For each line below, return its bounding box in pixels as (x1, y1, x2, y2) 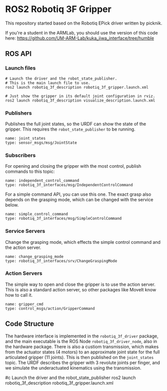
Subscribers (5, 152, 36, 159)
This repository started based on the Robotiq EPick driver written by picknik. (5, 20, 162, 26)
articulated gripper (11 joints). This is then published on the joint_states (5, 354, 154, 360)
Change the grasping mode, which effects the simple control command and (5, 239, 161, 245)
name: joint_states (5, 136, 46, 141)
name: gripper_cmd (5, 301, 43, 306)
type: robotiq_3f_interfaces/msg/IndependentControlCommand (5, 183, 133, 188)
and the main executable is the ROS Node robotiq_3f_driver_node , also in (5, 338, 157, 344)
